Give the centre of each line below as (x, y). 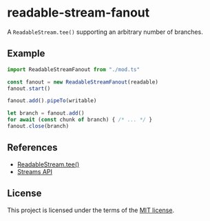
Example (26, 54)
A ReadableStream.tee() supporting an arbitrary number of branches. (105, 32)
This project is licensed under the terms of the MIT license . (91, 210)
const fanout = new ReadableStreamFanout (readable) (83, 82)
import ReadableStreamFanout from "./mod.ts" (73, 69)
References (32, 147)
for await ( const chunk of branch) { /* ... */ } (80, 120)
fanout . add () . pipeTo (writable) (52, 101)
